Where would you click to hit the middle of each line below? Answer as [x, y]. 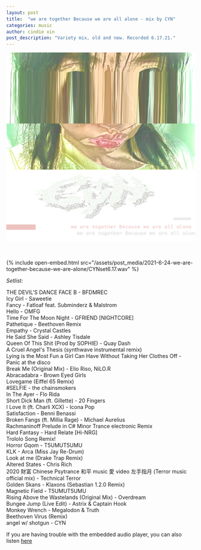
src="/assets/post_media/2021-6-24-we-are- [136, 263]
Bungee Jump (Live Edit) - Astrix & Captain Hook [67, 504]
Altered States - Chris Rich [39, 464]
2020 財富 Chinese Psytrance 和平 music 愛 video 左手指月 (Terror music [97, 471]
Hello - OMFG [23, 311]
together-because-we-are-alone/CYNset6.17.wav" [68, 269]
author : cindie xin [31, 32]
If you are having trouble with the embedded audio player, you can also [94, 534]
